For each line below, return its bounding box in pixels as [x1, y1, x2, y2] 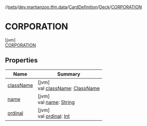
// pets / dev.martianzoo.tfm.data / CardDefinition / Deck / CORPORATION [5, 4, 142, 10]
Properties [5, 56, 38, 64]
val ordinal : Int [37, 112, 70, 119]
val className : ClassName [37, 85, 100, 92]
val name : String [37, 99, 75, 106]
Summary [57, 70, 80, 77]
